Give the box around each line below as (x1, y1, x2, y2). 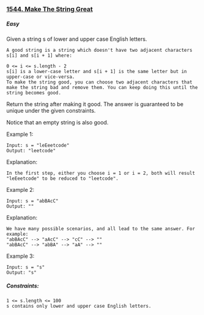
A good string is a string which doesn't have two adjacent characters (6, 47, 192, 53)
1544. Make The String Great (6, 5, 93, 13)
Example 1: (6, 130, 34, 138)
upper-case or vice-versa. (6, 74, 75, 80)
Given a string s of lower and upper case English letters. (6, 35, 148, 43)
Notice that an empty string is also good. (6, 118, 109, 126)
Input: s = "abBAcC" (6, 197, 59, 204)
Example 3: (6, 252, 35, 260)
